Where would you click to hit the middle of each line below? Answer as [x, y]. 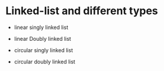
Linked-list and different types [82, 11]
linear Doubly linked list [43, 38]
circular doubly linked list [44, 62]
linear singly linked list [41, 27]
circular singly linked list [44, 50]
